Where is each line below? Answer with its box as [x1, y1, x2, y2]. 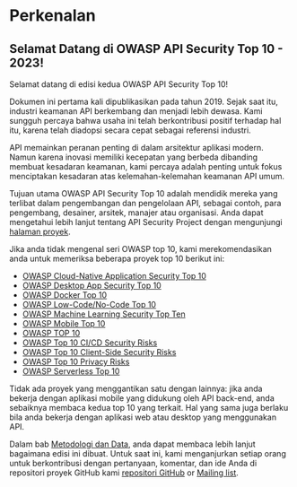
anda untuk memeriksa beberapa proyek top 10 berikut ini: [9, 253, 225, 264]
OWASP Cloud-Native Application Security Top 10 [22, 271, 206, 281]
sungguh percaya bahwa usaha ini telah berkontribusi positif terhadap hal [9, 116, 282, 126]
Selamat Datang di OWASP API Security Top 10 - [9, 41, 284, 57]
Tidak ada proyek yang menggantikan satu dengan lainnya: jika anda [9, 383, 263, 394]
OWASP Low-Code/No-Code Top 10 [22, 300, 157, 309]
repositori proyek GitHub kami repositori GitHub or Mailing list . [9, 467, 240, 478]
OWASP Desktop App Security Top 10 [22, 280, 162, 291]
